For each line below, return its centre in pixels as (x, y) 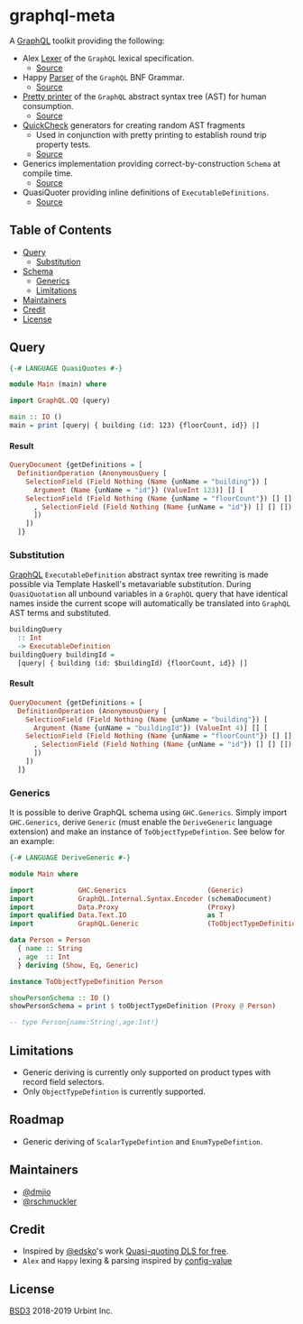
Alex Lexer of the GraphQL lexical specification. (108, 58)
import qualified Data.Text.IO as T (116, 915)
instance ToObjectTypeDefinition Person (87, 981)
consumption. (48, 106)
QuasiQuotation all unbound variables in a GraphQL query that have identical (149, 594)
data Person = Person (50, 940)
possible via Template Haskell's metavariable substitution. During (130, 584)
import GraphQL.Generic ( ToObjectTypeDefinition (155, 924)
